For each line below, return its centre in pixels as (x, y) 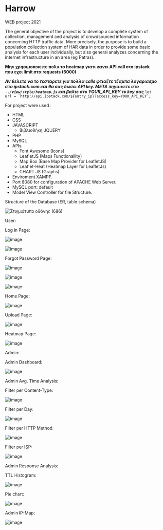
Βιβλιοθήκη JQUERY (40, 130)
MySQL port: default (32, 187)
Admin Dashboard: (24, 362)
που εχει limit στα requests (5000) (41, 72)
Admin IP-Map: (20, 513)
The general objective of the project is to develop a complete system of (77, 31)
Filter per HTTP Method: (29, 428)
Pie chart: (15, 494)
